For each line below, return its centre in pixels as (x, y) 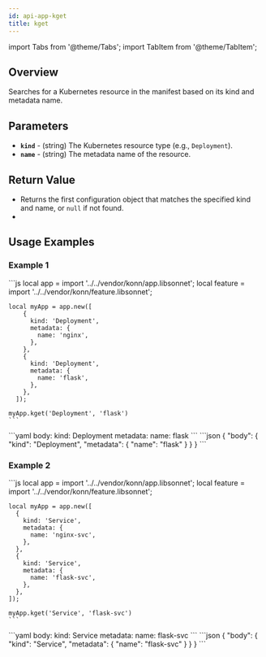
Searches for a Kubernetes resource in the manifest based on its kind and (131, 92)
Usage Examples (51, 242)
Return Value (42, 180)
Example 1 (29, 265)
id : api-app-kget (38, 16)
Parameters (39, 126)
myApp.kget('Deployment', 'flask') (69, 413)
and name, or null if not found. (72, 207)
